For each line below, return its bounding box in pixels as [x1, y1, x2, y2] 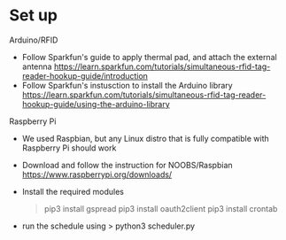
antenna [21, 61, 52, 72]
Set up [9, 5, 58, 26]
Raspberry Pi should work [21, 143, 117, 153]
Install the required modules [21, 186, 125, 197]
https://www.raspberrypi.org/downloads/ [21, 169, 173, 180]
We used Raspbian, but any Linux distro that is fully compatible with [21, 133, 270, 143]
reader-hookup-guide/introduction [21, 70, 149, 81]
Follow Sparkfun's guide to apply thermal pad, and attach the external [21, 51, 277, 62]
